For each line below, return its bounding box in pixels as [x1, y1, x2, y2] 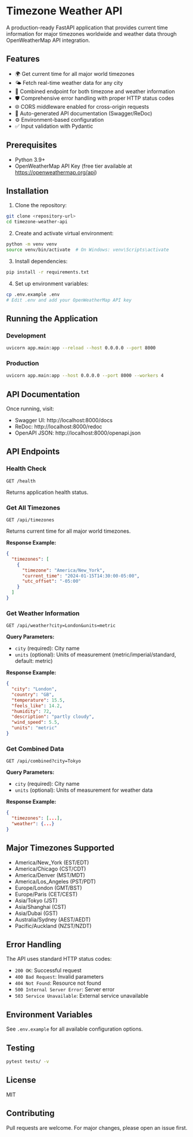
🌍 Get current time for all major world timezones [14, 70, 135, 77]
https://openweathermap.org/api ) [14, 168, 97, 176]
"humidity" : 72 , [11, 708, 52, 714]
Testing [6, 1043, 35, 1053]
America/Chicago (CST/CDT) [14, 865, 86, 872]
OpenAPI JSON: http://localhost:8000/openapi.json [14, 429, 141, 437]
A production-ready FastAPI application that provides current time [6, 24, 169, 31]
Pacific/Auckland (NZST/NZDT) [14, 922, 92, 929]
